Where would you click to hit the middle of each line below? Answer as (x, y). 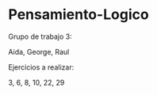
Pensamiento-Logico (78, 15)
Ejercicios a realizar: (41, 67)
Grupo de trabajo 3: (40, 36)
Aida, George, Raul (39, 51)
